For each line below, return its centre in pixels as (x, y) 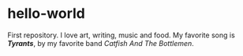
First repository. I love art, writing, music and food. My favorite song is (121, 35)
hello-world (47, 14)
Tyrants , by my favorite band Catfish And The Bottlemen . (101, 43)
